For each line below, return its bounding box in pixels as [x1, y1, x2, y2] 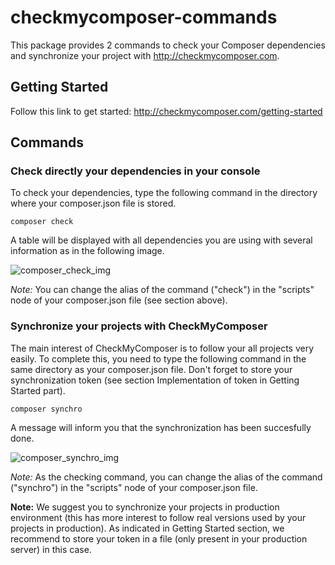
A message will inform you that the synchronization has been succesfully [10, 421, 312, 433]
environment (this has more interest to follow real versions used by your [10, 511, 307, 523]
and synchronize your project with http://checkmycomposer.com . [10, 49, 280, 61]
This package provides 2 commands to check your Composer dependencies [10, 39, 326, 51]
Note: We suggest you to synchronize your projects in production [10, 501, 280, 513]
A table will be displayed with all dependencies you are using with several [10, 234, 313, 246]
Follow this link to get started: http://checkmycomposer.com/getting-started [10, 105, 323, 117]
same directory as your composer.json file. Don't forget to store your [10, 363, 293, 375]
